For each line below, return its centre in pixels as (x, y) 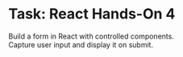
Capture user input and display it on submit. (81, 44)
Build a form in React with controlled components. (91, 36)
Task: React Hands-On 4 (92, 14)
